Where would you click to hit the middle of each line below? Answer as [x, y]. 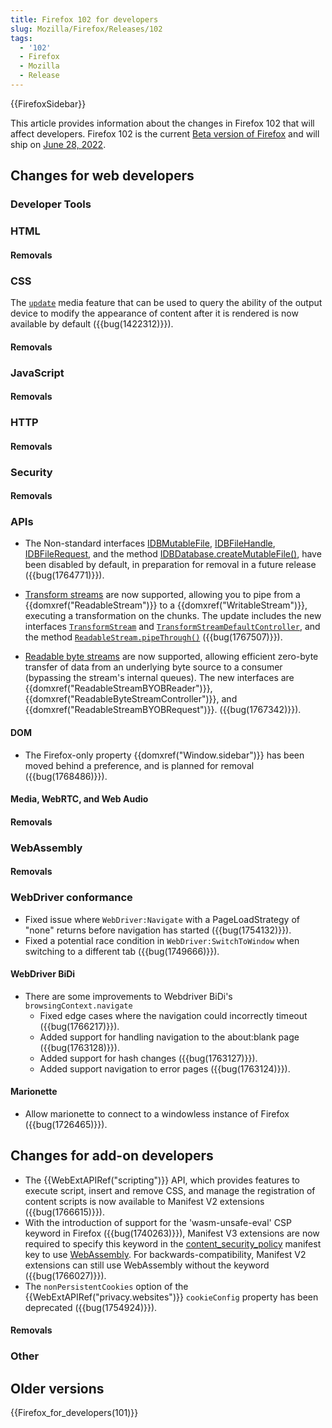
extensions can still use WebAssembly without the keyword [147, 1265]
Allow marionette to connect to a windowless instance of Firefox [157, 1114]
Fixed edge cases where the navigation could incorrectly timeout [173, 1015]
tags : [21, 38]
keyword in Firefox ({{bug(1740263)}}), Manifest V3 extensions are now [172, 1233]
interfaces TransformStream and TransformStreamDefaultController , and [172, 627]
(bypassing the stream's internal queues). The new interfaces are [159, 678]
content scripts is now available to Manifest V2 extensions [144, 1201]
